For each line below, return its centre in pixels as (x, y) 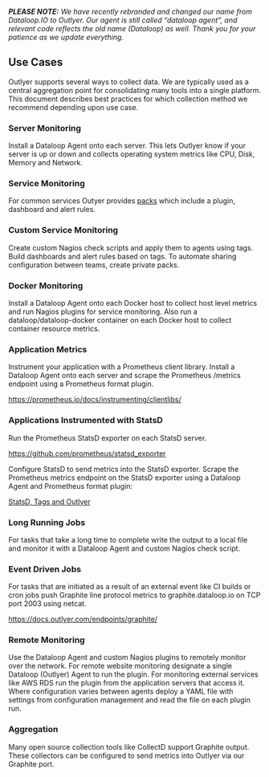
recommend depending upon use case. (73, 107)
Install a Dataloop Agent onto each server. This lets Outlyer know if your (127, 146)
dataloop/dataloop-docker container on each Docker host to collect (120, 320)
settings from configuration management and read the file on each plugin (129, 700)
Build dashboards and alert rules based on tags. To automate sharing (122, 256)
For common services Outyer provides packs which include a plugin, (122, 201)
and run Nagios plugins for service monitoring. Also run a (103, 311)
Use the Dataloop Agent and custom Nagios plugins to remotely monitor (127, 657)
